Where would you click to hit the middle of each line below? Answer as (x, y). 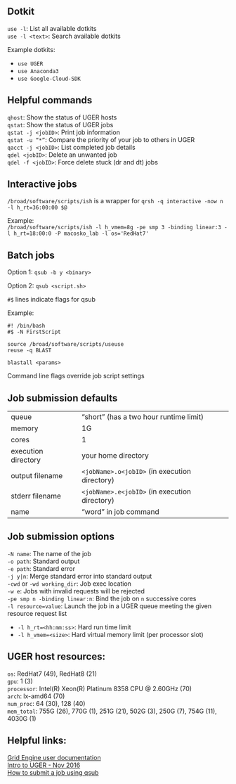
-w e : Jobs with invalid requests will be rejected (76, 591)
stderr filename (36, 496)
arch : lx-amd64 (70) (36, 696)
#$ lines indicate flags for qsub (52, 300)
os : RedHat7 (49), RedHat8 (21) (52, 674)
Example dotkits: (31, 49)
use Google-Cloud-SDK (49, 79)
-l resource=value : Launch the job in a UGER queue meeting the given (110, 606)
